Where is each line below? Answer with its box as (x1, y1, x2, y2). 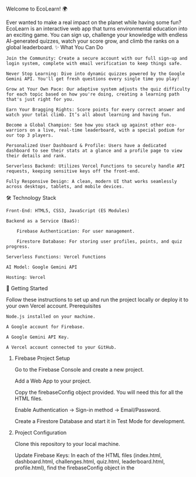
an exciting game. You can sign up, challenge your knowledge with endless (6, 32, 188, 38)
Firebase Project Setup (14, 355, 70, 362)
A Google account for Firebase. (6, 324, 85, 330)
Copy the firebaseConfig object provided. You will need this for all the (14, 389, 183, 396)
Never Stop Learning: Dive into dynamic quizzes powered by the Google (6, 71, 185, 77)
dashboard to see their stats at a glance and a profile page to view (6, 148, 183, 154)
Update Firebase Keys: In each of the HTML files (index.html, (14, 452, 163, 459)
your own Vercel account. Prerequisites (6, 302, 102, 309)
